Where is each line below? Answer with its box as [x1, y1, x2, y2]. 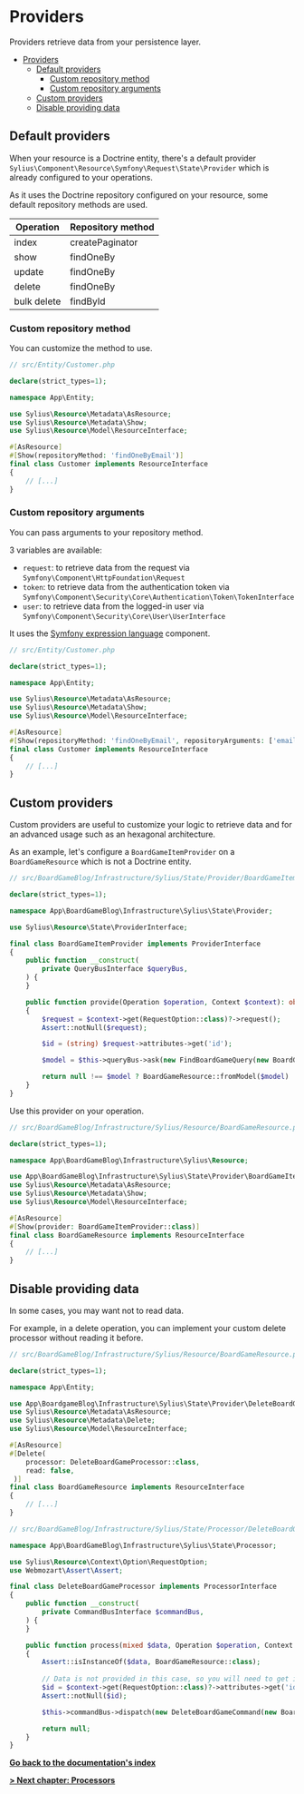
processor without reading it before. [9, 1332, 144, 1343]
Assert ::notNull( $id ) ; [42, 1691, 128, 1701]
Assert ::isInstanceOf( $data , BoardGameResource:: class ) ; [42, 1658, 261, 1667]
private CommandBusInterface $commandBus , [42, 1608, 204, 1617]
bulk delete [14, 295, 62, 308]
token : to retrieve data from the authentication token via [22, 581, 230, 592]
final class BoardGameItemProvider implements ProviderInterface [9, 939, 261, 948]
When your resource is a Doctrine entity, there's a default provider [9, 152, 256, 163]
